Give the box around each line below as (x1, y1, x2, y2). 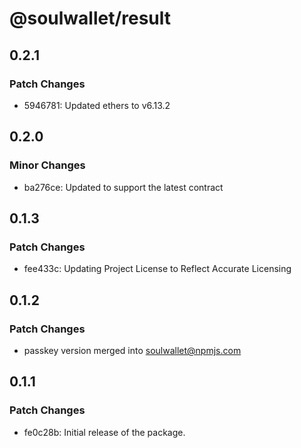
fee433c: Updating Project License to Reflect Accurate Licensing (23, 263, 292, 275)
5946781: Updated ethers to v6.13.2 (23, 99, 171, 111)
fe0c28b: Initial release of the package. (23, 426, 186, 438)
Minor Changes (9, 158, 86, 172)
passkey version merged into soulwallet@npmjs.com (23, 344, 242, 356)
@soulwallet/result (9, 7, 172, 30)
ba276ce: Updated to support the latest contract (23, 181, 224, 193)
